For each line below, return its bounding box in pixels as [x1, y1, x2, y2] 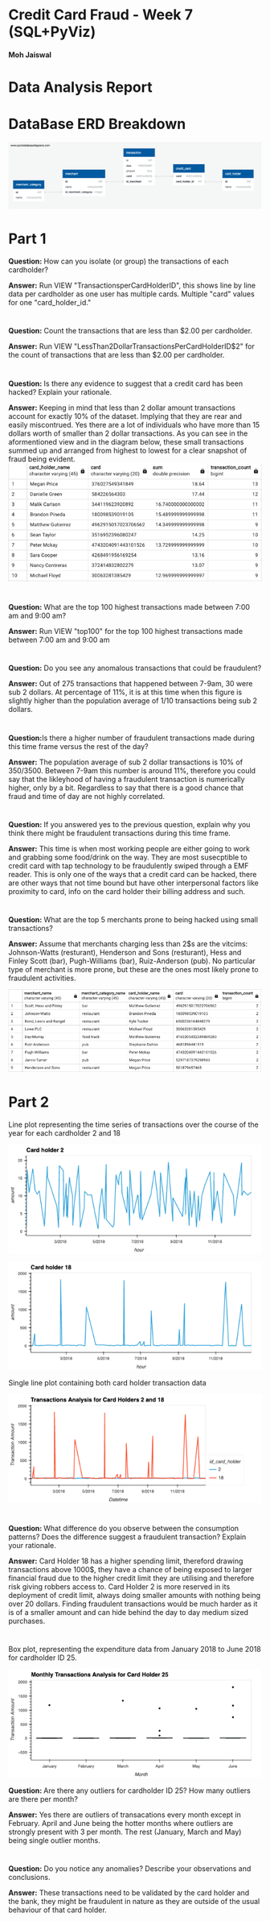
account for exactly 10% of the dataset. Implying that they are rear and [8, 411, 243, 420]
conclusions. [8, 1872, 51, 1882]
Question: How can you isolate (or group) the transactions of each [8, 256, 229, 267]
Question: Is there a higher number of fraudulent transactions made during [8, 733, 256, 743]
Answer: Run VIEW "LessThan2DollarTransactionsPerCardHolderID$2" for [8, 342, 256, 351]
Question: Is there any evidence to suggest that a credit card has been [8, 379, 243, 388]
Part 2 [8, 1093, 50, 1112]
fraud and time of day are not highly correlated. [8, 791, 166, 801]
